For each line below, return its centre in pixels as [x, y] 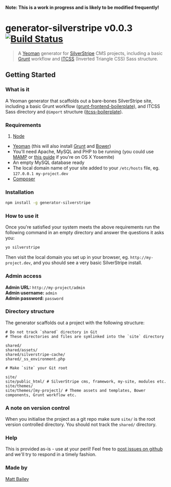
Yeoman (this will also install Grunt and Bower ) [62, 146]
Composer [24, 179]
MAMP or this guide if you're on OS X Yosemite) [63, 157]
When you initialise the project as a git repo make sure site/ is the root [80, 419]
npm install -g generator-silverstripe [48, 203]
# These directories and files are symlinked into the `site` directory [85, 336]
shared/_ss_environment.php [35, 359]
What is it [17, 89]
